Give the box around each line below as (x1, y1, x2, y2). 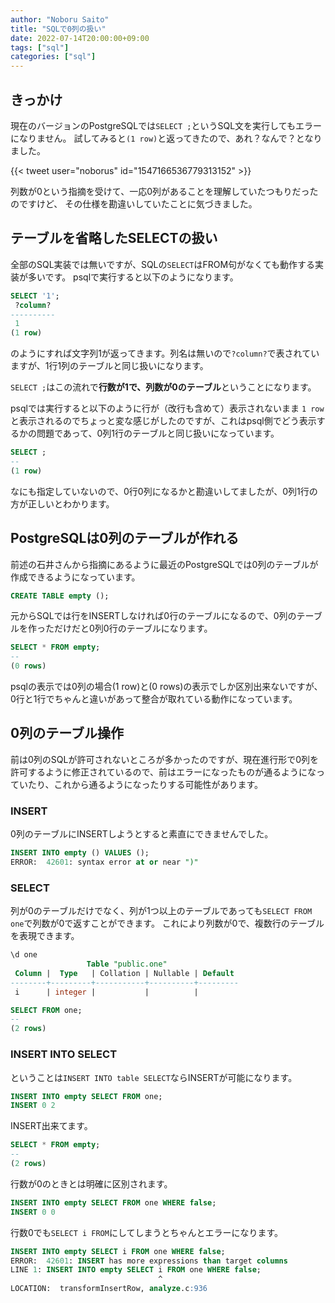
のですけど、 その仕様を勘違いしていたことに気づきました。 (10, 197, 258, 210)
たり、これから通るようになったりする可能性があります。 (27, 778, 264, 790)
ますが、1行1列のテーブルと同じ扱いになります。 (10, 360, 209, 372)
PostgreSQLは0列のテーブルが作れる (10, 530, 240, 547)
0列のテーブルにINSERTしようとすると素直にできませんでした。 (10, 828, 274, 840)
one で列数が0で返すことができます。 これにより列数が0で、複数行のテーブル (10, 917, 325, 930)
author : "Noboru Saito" (10, 14, 110, 25)
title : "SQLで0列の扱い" (10, 24, 107, 34)
